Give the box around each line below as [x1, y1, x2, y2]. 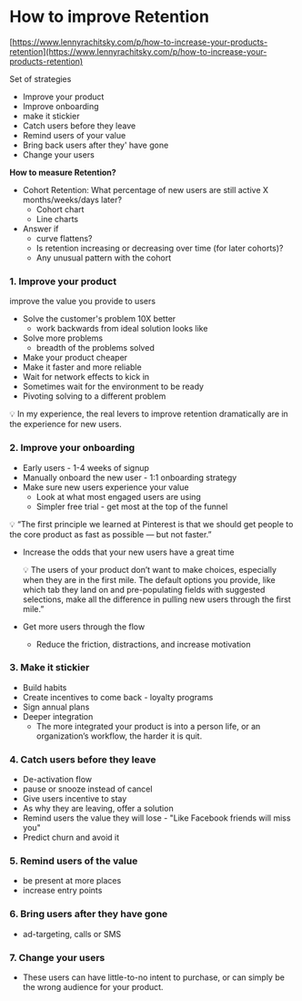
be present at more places [22, 875, 122, 886]
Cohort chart [35, 203, 85, 215]
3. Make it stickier [9, 661, 90, 674]
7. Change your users [9, 951, 106, 964]
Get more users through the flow [22, 621, 146, 632]
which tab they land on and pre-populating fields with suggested [22, 584, 266, 595]
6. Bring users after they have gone [9, 908, 168, 921]
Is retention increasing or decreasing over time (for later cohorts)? [35, 242, 284, 253]
